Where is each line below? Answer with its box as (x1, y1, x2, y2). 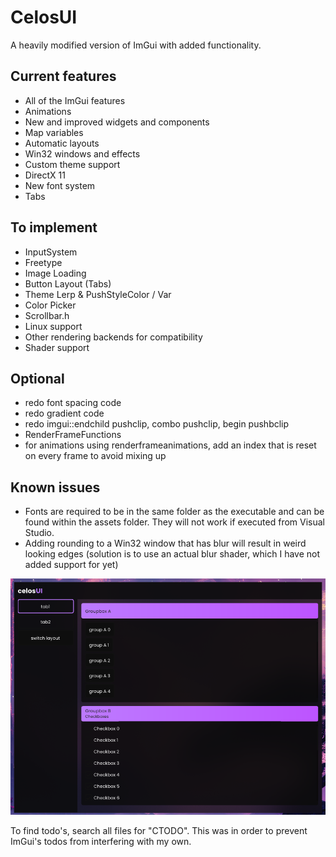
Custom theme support (24, 158, 121, 170)
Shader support (24, 341, 90, 353)
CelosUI (10, 6, 78, 29)
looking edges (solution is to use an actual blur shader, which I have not (24, 548, 321, 560)
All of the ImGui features (24, 94, 126, 106)
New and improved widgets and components (24, 116, 210, 128)
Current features (10, 68, 117, 85)
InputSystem (24, 246, 78, 258)
